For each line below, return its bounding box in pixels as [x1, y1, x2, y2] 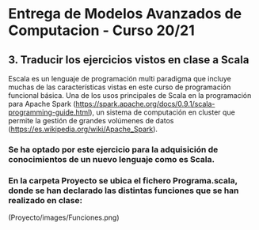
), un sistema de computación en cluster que [90, 107, 235, 117]
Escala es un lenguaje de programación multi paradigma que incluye [8, 74, 231, 83]
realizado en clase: [8, 194, 83, 205]
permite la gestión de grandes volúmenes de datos [8, 116, 174, 125]
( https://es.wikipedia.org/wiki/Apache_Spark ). [8, 124, 158, 134]
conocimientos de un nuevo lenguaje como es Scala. [8, 153, 215, 164]
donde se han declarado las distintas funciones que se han [8, 185, 239, 196]
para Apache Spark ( [8, 100, 77, 108]
